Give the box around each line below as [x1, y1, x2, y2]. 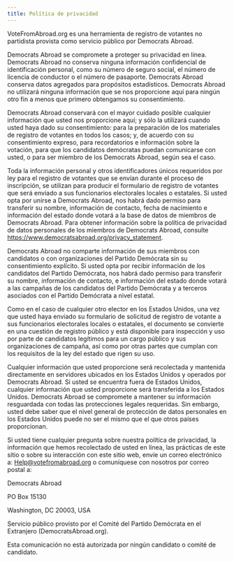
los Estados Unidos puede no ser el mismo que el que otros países [7, 415, 199, 423]
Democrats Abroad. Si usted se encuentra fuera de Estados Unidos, [7, 378, 203, 386]
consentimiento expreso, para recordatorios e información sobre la [7, 138, 200, 147]
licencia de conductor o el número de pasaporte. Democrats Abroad [7, 73, 204, 81]
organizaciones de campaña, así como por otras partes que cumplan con [7, 341, 218, 350]
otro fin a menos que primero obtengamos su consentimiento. [7, 95, 185, 103]
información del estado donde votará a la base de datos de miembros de [7, 211, 217, 219]
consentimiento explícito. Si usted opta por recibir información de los [7, 261, 206, 269]
